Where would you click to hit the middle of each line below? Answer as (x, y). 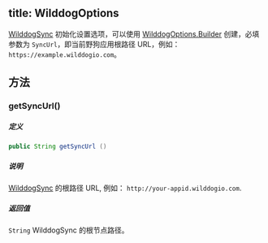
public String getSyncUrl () (58, 147)
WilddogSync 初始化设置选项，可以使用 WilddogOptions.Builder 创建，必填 (134, 34)
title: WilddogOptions (64, 13)
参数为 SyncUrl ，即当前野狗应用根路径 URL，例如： (94, 44)
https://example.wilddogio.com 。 (65, 54)
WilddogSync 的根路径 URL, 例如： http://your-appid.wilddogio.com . (125, 188)
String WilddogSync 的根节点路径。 (69, 230)
